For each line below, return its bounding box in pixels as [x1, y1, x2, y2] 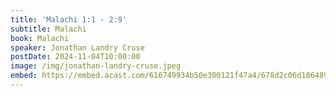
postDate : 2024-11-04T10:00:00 [10, 52, 141, 62]
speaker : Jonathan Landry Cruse [10, 42, 145, 53]
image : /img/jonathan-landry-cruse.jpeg [10, 61, 182, 71]
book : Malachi [10, 33, 70, 43]
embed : [10, 71, 38, 81]
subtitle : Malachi [10, 24, 87, 34]
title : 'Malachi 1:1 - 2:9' [10, 14, 128, 25]
